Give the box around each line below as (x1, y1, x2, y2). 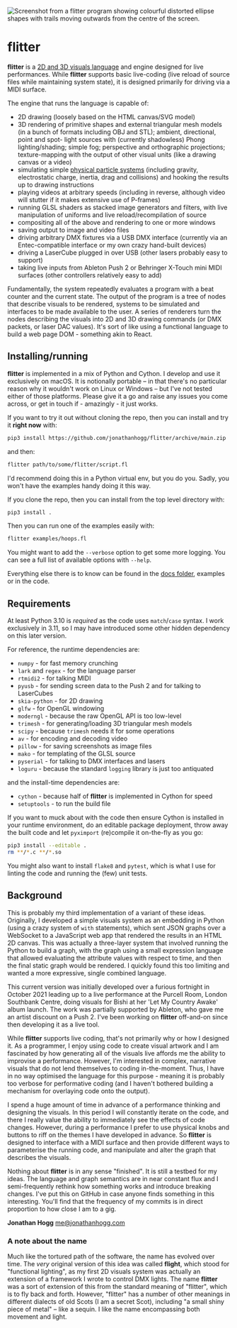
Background (7, 890, 62, 902)
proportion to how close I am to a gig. (7, 1205, 117, 1213)
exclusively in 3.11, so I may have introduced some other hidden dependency (7, 624, 231, 633)
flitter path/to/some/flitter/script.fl (7, 461, 129, 468)
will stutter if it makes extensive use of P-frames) (17, 195, 161, 204)
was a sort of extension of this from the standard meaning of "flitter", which (7, 1282, 228, 1290)
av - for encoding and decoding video (17, 734, 128, 743)
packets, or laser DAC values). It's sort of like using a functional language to (7, 322, 229, 331)
